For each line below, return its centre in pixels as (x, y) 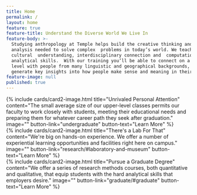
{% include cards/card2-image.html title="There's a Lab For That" (86, 130)
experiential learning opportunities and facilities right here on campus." (92, 143)
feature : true (23, 28)
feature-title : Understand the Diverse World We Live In (77, 33)
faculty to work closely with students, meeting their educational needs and (96, 112)
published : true (26, 83)
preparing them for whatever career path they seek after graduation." (90, 118)
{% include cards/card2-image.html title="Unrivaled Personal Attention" (93, 99)
